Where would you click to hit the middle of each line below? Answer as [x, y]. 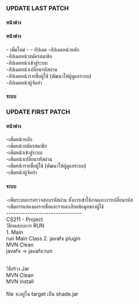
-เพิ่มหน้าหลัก [19, 139]
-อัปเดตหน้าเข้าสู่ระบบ [27, 62]
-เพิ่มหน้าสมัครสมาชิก [27, 146]
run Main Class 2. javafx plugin [43, 238]
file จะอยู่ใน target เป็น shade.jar [42, 294]
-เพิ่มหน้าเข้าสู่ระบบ [24, 153]
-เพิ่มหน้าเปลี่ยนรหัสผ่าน [29, 159]
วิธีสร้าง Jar [18, 268]
